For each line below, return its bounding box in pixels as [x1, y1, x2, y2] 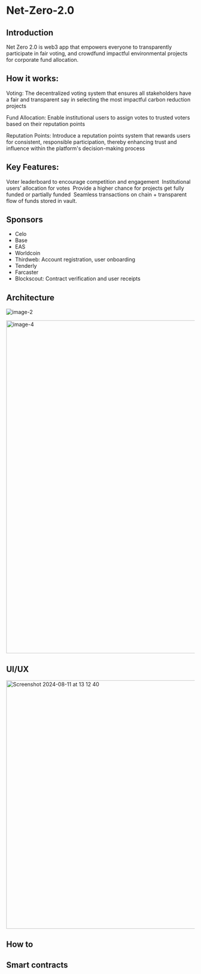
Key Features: [6, 162, 59, 172]
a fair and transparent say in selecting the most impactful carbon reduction [6, 95, 191, 103]
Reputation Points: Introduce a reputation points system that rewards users [6, 132, 191, 139]
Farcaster [14, 268, 39, 276]
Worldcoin [14, 250, 41, 257]
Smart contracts [6, 960, 68, 970]
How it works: [6, 73, 59, 84]
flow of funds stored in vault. [6, 197, 77, 204]
